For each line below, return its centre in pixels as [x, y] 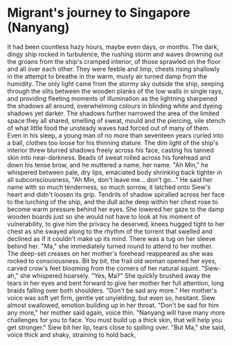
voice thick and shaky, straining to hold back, [72, 334]
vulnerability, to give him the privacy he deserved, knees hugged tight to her [116, 224]
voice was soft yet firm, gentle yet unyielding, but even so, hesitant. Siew [111, 297]
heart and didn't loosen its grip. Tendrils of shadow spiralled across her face [116, 194]
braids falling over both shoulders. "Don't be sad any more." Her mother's [112, 290]
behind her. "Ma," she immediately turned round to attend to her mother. [110, 246]
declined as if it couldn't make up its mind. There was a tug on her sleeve [111, 238]
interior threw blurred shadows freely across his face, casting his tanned [111, 150]
